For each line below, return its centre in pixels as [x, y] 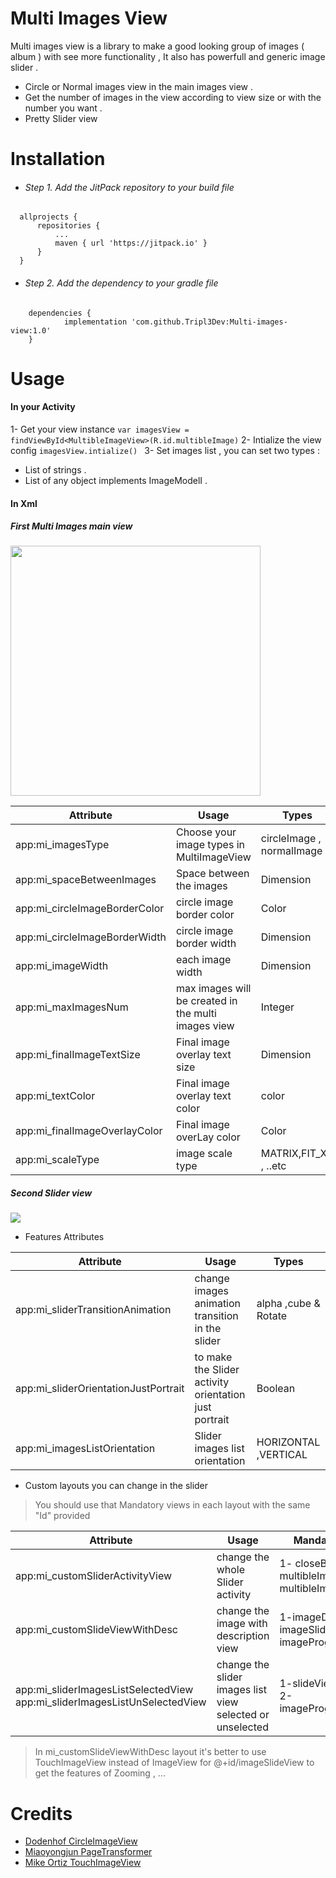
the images [201, 886]
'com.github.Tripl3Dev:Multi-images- [209, 322]
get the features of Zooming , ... [100, 1773]
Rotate [272, 1316]
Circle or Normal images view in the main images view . [139, 86]
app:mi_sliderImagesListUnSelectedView [111, 1702]
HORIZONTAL [288, 1442]
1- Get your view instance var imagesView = [100, 429]
